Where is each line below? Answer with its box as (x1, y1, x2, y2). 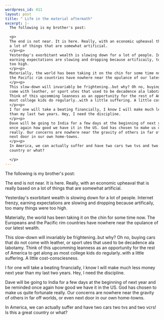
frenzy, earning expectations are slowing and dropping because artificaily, (5, 200, 155, 206)
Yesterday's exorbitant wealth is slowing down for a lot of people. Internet (5, 194, 154, 200)
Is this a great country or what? (5, 309, 68, 315)
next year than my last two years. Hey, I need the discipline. (5, 270, 125, 276)
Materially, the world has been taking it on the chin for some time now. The (5, 214, 155, 220)
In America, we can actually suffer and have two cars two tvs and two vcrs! (5, 304, 156, 310)
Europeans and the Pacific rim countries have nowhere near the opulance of (5, 219, 159, 225)
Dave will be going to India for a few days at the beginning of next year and (5, 279, 156, 285)
